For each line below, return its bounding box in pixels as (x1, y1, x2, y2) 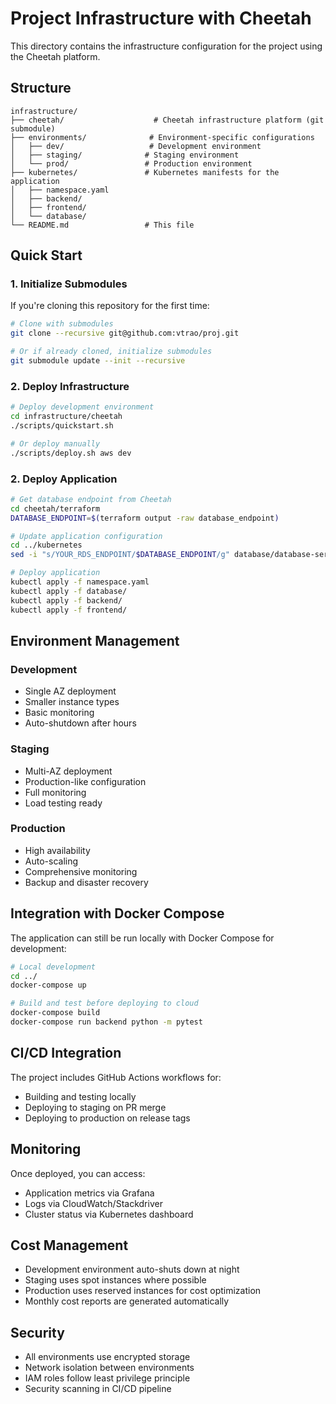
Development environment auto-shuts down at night (24, 1263, 240, 1276)
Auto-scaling (24, 855, 79, 867)
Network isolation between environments (24, 1362, 195, 1374)
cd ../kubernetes (10, 540, 83, 551)
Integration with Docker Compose (10, 905, 225, 922)
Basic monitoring (24, 707, 95, 719)
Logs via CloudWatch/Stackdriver (24, 1197, 163, 1209)
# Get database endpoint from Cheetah (10, 494, 172, 504)
